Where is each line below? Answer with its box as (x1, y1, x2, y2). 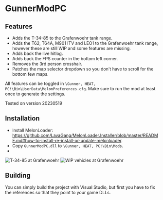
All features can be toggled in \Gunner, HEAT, (5, 81, 96, 86)
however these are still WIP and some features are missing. (12, 46, 131, 51)
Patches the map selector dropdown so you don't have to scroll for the (12, 66, 154, 72)
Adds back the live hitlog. (12, 50, 63, 56)
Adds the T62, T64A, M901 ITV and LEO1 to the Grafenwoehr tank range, (12, 40, 158, 46)
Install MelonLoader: (12, 127, 54, 133)
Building (5, 171, 31, 180)
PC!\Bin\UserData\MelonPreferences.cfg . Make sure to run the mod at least (5, 86, 156, 91)
